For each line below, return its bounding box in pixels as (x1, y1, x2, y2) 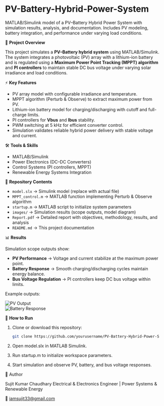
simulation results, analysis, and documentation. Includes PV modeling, (5, 24, 148, 30)
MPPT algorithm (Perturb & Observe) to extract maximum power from (12, 96, 153, 102)
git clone (12, 334, 33, 339)
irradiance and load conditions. (5, 70, 68, 75)
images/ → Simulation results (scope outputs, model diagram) (12, 209, 136, 215)
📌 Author (5, 371, 23, 377)
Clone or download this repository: (12, 324, 82, 330)
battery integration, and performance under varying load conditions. (5, 30, 143, 36)
